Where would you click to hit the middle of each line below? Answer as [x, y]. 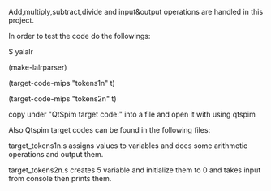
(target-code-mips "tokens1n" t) [62, 83]
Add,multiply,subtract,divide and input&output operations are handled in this [136, 12]
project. [22, 20]
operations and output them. [56, 154]
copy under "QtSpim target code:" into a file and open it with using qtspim [132, 114]
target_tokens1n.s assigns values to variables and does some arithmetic [128, 146]
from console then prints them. [60, 178]
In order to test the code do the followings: [80, 36]
